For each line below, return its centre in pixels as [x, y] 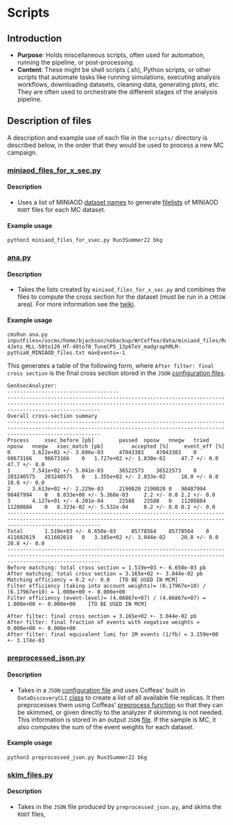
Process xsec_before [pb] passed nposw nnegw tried [108, 441]
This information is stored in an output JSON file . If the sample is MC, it [116, 720]
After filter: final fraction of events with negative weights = [103, 623]
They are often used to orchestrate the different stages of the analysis [117, 92]
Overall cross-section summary [52, 416]
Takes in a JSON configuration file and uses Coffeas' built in [101, 690]
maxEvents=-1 [107, 353]
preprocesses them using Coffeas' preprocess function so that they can [120, 704]
